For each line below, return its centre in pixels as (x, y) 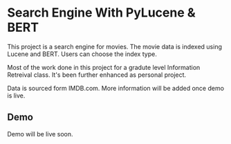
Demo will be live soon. (40, 134)
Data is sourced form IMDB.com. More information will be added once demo (116, 88)
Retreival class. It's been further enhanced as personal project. (97, 75)
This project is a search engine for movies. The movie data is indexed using (115, 46)
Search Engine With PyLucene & (101, 13)
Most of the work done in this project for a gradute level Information (104, 67)
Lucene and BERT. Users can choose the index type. (82, 54)
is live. (16, 96)
